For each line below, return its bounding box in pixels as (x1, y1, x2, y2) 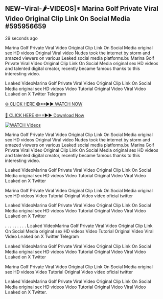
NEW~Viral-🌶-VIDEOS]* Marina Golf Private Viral (5, 4, 159, 13)
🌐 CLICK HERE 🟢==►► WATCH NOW (5, 101, 83, 107)
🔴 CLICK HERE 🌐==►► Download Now (5, 112, 85, 118)
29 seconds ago (5, 35, 38, 41)
